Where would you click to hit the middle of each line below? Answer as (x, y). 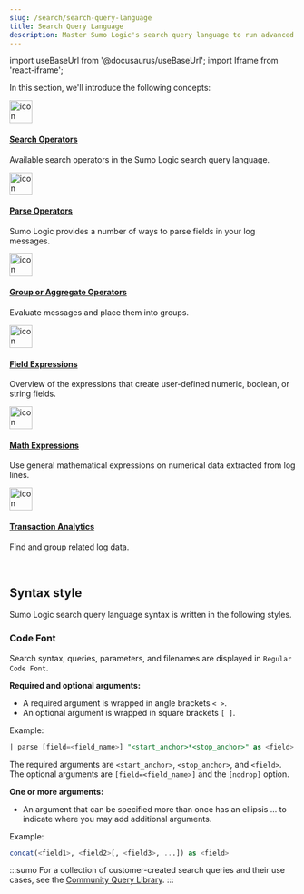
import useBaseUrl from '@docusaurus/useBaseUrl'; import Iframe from (144, 61)
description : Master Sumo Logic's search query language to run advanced (152, 35)
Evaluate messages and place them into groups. (99, 312)
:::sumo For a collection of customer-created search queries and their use (147, 870)
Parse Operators (41, 211)
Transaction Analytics (52, 526)
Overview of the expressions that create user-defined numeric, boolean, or (150, 384)
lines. (20, 475)
